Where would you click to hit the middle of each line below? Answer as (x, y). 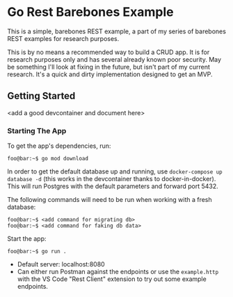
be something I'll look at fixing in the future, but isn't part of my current (109, 67)
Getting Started (41, 96)
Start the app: (27, 239)
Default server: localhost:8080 (61, 264)
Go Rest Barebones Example (90, 12)
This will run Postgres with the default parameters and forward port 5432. (113, 186)
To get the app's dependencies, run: (59, 146)
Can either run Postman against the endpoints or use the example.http (118, 272)
